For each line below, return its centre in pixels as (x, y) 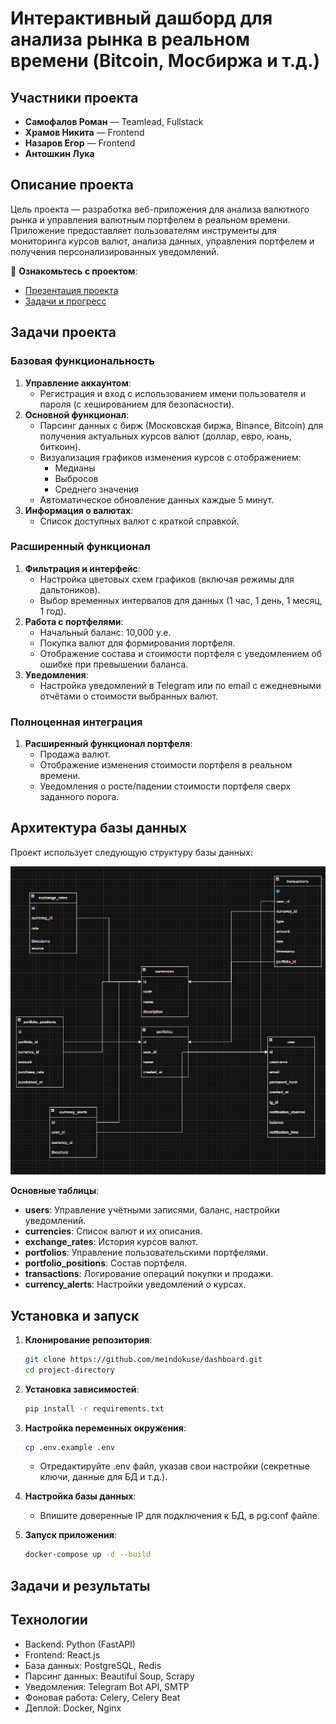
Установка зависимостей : (82, 1389)
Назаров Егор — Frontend (80, 143)
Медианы (75, 468)
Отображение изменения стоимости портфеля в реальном (166, 765)
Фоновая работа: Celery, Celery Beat (102, 1697)
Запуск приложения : (70, 1535)
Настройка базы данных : (80, 1496)
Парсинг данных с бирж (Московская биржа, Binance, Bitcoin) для (181, 425)
